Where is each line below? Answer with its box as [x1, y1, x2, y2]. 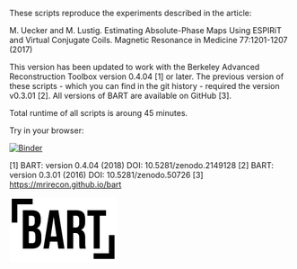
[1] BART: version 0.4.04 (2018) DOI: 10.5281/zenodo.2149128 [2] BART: [9, 160, 275, 170]
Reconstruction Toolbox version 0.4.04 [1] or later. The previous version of [9, 71, 284, 82]
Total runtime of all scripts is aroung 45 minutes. [9, 108, 188, 118]
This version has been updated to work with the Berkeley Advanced [9, 62, 260, 72]
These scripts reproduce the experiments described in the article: [9, 8, 252, 18]
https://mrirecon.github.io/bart [9, 179, 122, 190]
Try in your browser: [9, 125, 84, 136]
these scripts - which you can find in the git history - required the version [9, 81, 280, 91]
